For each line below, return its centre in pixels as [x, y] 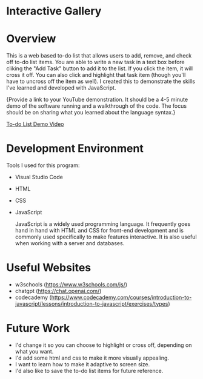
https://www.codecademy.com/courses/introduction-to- [121, 297]
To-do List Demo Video [35, 124]
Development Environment [75, 149]
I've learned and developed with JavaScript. [61, 88]
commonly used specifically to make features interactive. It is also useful [106, 237]
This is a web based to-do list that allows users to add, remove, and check [99, 56]
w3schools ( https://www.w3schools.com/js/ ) [71, 285]
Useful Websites [49, 268]
